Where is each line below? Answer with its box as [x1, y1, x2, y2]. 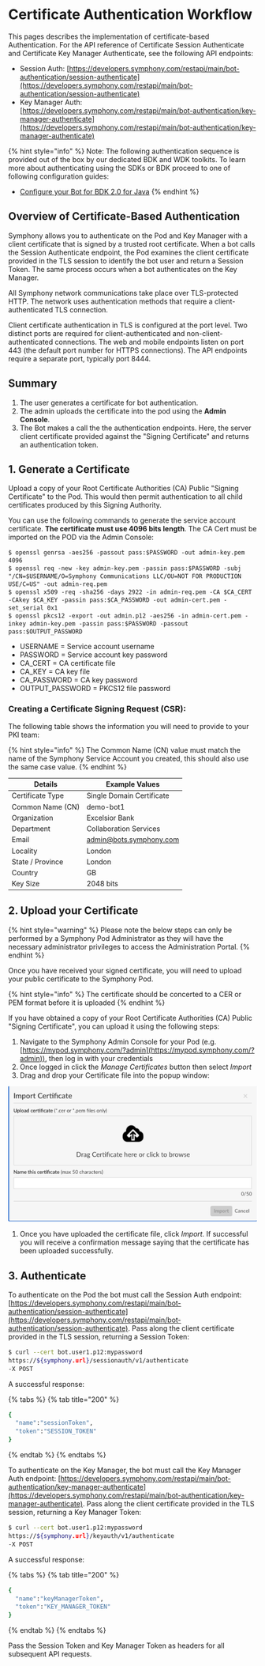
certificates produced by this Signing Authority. [8, 501, 162, 510]
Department [11, 824, 51, 833]
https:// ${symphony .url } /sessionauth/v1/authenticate [8, 1356, 189, 1365]
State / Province [11, 856, 64, 867]
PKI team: [8, 730, 39, 739]
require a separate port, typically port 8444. [8, 353, 151, 363]
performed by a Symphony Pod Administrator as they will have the [8, 933, 224, 943]
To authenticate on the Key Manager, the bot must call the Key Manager [8, 1465, 241, 1475]
